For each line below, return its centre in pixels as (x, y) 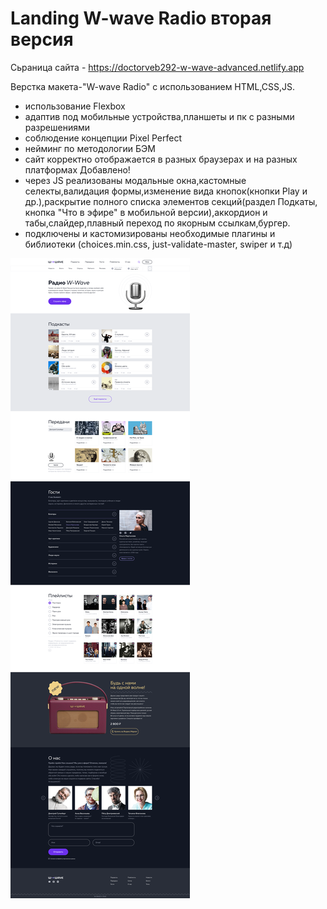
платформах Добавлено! (77, 169)
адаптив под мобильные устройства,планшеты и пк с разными (159, 116)
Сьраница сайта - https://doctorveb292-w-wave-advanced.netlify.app (157, 67)
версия (42, 39)
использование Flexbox (75, 106)
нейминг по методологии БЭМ (90, 148)
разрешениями (57, 127)
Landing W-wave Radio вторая (141, 18)
